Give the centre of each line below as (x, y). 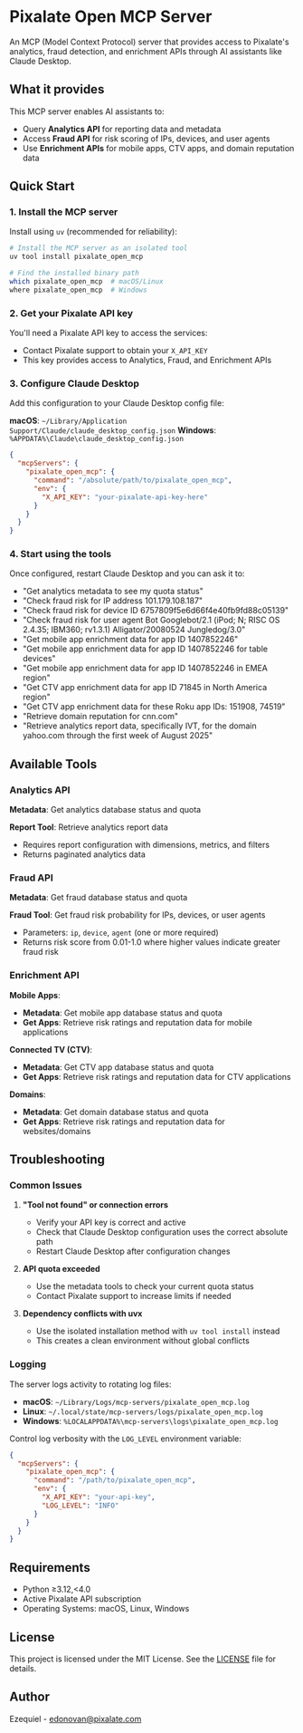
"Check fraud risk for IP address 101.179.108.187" (113, 601)
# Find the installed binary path (75, 274)
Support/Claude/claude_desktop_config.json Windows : (113, 430)
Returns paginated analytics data (84, 854)
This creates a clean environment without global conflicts (143, 1341)
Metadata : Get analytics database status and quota (105, 810)
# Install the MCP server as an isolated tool (99, 248)
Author (29, 1697)
